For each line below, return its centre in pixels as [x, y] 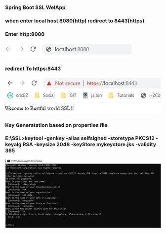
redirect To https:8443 [33, 69]
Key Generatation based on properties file [56, 125]
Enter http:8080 [25, 34]
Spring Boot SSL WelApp [35, 7]
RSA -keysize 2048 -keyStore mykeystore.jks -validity [89, 145]
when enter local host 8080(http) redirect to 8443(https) [75, 20]
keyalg [13, 145]
